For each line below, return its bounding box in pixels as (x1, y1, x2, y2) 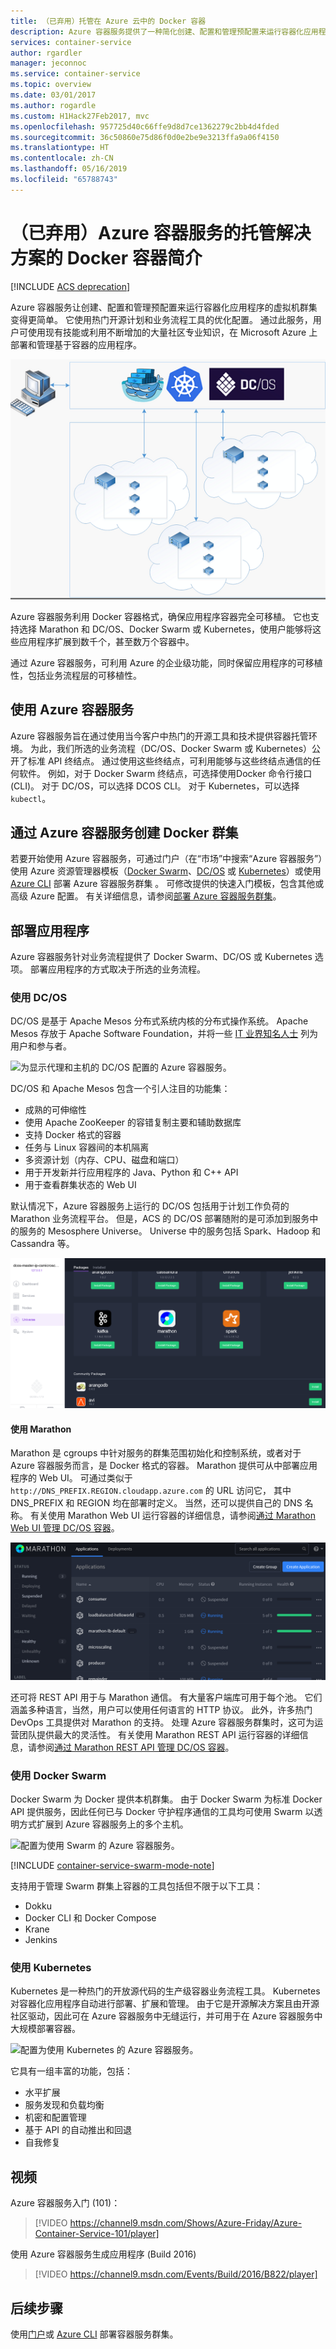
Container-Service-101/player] (34, 2228, 160, 2240)
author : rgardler (10, 48, 83, 58)
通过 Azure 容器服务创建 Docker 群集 (10, 824, 239, 841)
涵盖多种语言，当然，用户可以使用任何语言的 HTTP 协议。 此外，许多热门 (10, 1703, 313, 1715)
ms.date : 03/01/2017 (10, 90, 97, 100)
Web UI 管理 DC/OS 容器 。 (10, 1522, 120, 1534)
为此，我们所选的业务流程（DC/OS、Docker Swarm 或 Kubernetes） (29, 742, 313, 754)
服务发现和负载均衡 (24, 2099, 105, 2111)
